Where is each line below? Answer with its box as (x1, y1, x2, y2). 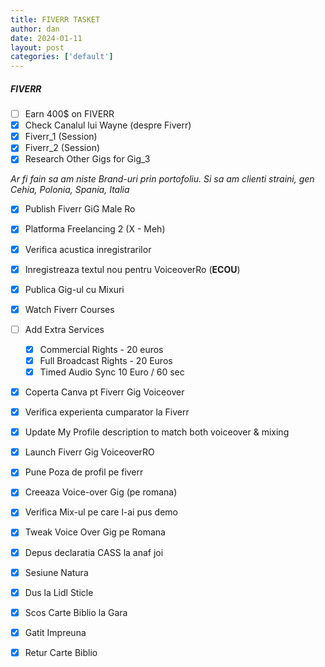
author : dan (10, 24, 60, 34)
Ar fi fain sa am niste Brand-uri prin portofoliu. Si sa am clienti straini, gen (10, 173, 315, 185)
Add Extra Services (24, 323, 105, 335)
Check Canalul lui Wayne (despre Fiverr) (24, 119, 192, 131)
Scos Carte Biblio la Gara (24, 606, 128, 618)
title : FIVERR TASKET (10, 14, 101, 25)
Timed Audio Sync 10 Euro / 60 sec (39, 366, 185, 378)
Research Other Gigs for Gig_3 (24, 153, 151, 165)
